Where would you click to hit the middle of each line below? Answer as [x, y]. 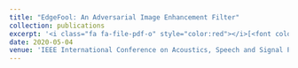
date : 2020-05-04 [41, 42]
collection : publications [57, 26]
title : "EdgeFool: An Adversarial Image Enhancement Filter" [125, 17]
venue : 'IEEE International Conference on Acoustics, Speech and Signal [146, 50]
